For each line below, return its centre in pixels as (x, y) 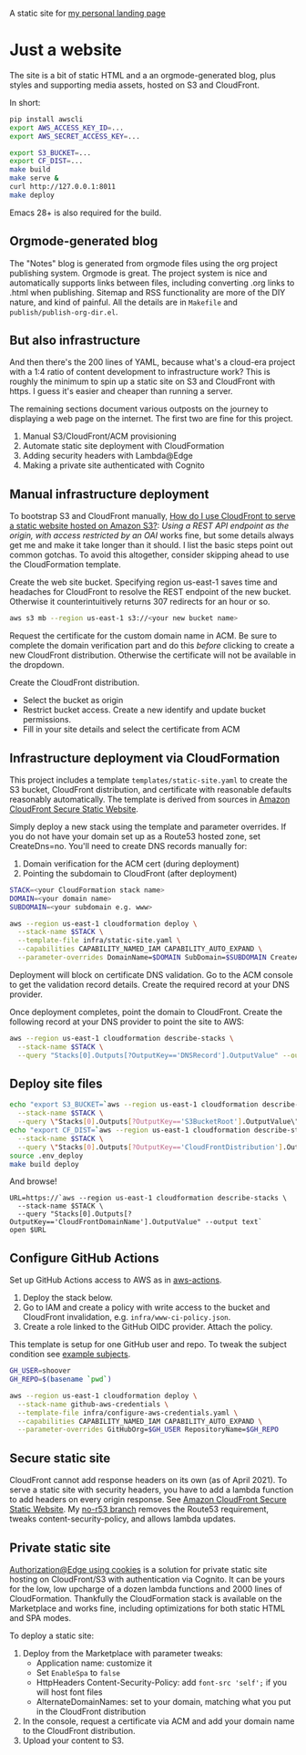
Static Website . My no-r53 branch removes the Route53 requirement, (139, 1510)
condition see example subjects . (70, 1355)
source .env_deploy (46, 1156)
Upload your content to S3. (73, 1740)
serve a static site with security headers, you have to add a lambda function (152, 1490)
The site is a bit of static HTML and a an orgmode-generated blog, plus (143, 75)
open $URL (28, 1231)
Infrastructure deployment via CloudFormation (145, 758)
